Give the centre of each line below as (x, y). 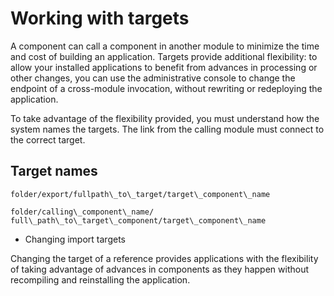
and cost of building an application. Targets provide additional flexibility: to (164, 56)
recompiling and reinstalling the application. (100, 279)
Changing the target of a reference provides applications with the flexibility (164, 258)
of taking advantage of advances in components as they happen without (160, 269)
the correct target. (48, 139)
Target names (54, 171)
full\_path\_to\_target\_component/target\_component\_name (138, 220)
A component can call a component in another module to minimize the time (165, 46)
